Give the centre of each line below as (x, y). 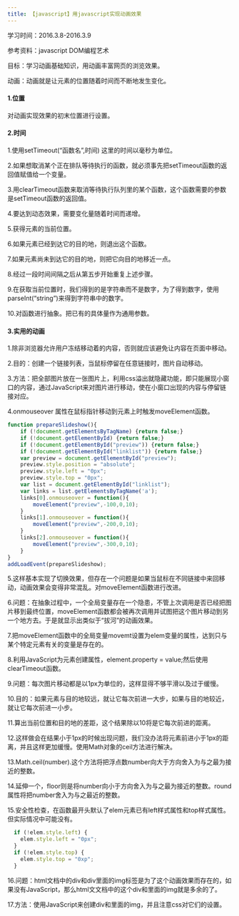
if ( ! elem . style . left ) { (51, 833)
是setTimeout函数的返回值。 (49, 199)
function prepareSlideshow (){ (52, 425)
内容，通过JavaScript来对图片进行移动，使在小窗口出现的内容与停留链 (123, 387)
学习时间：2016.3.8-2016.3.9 (49, 35)
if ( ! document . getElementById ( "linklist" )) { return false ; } (111, 451)
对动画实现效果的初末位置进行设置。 (61, 115)
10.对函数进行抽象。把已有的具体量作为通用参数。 (80, 314)
